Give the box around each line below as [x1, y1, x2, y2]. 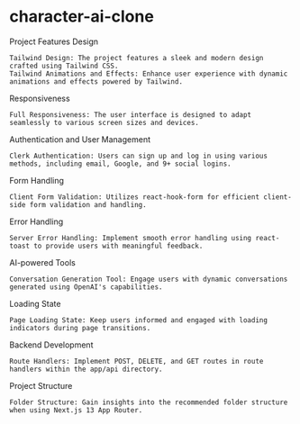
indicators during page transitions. [9, 323, 151, 332]
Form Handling [9, 175, 65, 185]
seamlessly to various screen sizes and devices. [9, 118, 200, 127]
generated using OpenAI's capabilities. [9, 282, 164, 292]
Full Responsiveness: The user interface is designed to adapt [9, 110, 252, 119]
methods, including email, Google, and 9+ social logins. [9, 159, 232, 168]
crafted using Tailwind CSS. [9, 61, 119, 70]
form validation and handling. [29, 200, 147, 209]
